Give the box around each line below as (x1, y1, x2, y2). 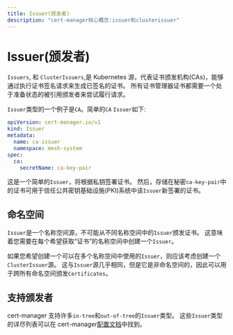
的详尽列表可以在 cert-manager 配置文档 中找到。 (7, 320, 146, 329)
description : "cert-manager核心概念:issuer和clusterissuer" (7, 17, 179, 24)
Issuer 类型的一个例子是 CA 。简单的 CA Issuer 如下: (7, 105, 146, 113)
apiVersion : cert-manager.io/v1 (7, 119, 101, 126)
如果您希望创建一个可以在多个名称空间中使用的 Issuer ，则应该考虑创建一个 (7, 252, 221, 261)
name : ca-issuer (13, 138, 61, 146)
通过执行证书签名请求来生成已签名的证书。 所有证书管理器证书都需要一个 (7, 81, 216, 90)
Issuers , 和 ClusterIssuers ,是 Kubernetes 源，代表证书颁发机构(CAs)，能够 (7, 73, 224, 81)
